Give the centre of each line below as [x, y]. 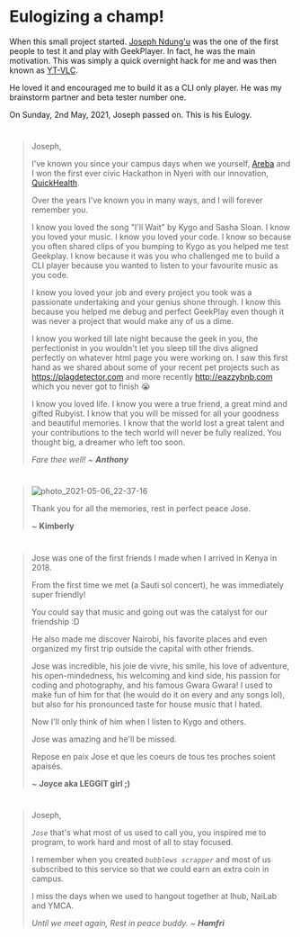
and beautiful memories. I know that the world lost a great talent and [158, 423]
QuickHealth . [55, 183]
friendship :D [55, 621]
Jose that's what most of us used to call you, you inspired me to [149, 832]
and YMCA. [53, 905]
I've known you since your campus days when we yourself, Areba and [161, 164]
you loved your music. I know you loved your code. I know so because [161, 237]
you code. [50, 275]
